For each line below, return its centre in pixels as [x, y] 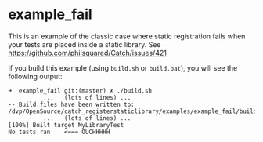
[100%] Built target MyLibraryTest [66, 125]
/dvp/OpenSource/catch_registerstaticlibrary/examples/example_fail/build [133, 111]
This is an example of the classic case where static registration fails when [127, 36]
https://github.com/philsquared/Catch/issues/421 [87, 53]
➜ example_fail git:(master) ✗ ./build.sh [80, 91]
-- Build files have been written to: [71, 104]
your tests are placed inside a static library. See [85, 44]
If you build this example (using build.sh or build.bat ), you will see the [123, 67]
